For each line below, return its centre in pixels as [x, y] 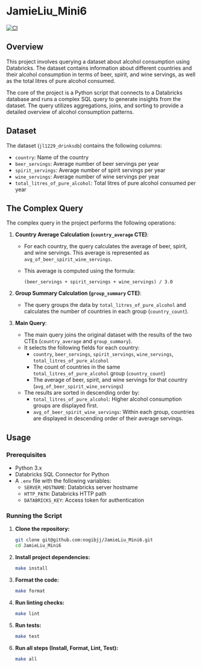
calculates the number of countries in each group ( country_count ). [106, 311]
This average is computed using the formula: [80, 271]
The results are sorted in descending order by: [82, 393]
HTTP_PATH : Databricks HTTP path [65, 494]
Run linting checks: [40, 602]
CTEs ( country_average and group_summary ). [78, 341]
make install [31, 568]
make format [30, 591]
